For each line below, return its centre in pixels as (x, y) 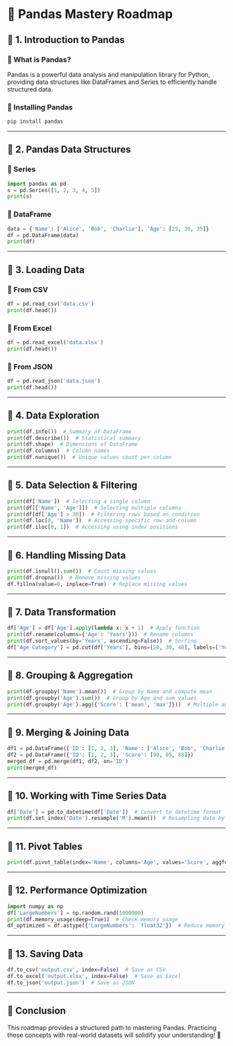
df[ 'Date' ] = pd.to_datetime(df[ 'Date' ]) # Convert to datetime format (114, 812)
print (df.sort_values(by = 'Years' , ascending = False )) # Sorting (102, 641)
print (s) (20, 197)
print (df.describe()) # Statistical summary (74, 438)
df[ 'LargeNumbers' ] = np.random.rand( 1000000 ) (76, 913)
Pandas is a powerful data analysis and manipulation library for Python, (109, 74)
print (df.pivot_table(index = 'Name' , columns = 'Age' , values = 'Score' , (108, 862)
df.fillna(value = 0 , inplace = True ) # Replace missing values (97, 584)
